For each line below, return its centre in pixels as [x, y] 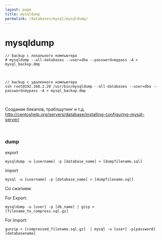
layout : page [18, 10]
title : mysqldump [23, 14]
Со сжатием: [18, 188]
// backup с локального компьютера [41, 56]
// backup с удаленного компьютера [41, 82]
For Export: [16, 198]
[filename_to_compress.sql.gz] [37, 211]
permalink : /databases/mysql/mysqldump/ [47, 19]
